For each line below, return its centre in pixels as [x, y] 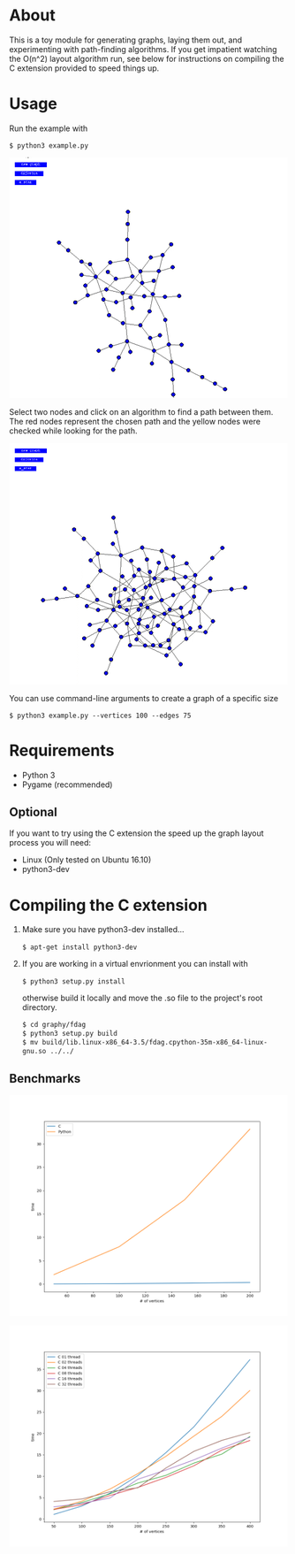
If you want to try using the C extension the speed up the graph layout [136, 833]
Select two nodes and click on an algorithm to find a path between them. [141, 412]
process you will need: [50, 843]
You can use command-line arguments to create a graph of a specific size [144, 698]
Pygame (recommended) [67, 785]
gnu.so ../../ [48, 1052]
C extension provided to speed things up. [84, 68]
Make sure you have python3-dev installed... [103, 930]
